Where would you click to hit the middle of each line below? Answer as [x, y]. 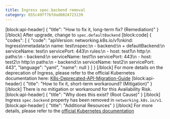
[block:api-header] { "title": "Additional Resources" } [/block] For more [79, 105]
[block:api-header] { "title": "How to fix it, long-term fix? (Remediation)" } [82, 29]
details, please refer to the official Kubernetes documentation [70, 111]
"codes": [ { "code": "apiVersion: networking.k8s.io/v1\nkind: [69, 40]
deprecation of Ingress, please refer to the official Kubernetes [70, 73]
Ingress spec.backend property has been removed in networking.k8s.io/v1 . [84, 100]
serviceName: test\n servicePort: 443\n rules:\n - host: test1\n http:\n [78, 51]
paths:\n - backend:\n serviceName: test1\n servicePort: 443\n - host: [79, 56]
